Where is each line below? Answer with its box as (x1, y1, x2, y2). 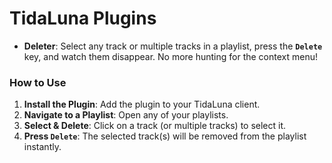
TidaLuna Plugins (9, 7, 157, 30)
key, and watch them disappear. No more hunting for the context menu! (23, 50, 318, 62)
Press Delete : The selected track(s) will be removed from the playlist (23, 130, 307, 142)
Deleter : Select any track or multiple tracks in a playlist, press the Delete (23, 40, 323, 52)
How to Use (9, 75, 67, 89)
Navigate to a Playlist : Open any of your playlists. (23, 109, 229, 121)
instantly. (23, 141, 62, 153)
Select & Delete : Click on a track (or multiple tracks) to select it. (23, 120, 287, 132)
